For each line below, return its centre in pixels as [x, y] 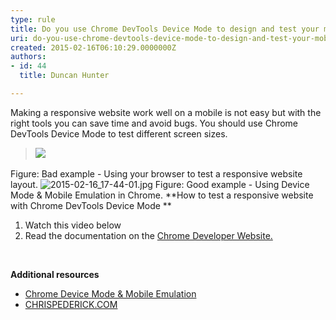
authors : [28, 57]
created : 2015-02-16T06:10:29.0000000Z [93, 47]
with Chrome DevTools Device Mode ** [91, 205]
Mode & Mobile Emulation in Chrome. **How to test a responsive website [162, 195]
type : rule [33, 19]
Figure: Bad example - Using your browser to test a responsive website [156, 173]
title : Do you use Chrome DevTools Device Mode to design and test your [165, 29]
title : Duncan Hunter [64, 76]
